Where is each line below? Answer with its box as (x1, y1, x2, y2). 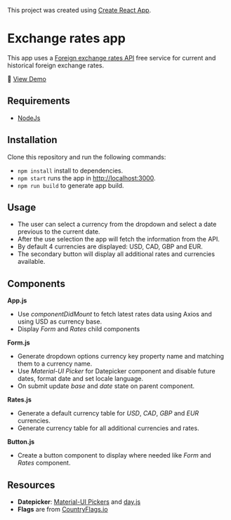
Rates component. (17, 459, 71, 467)
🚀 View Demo (7, 74, 47, 83)
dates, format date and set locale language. (17, 375, 144, 383)
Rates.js (7, 396, 32, 404)
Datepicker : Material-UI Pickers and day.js (17, 498, 141, 506)
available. (17, 258, 46, 266)
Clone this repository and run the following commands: (7, 152, 166, 161)
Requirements (7, 95, 70, 107)
